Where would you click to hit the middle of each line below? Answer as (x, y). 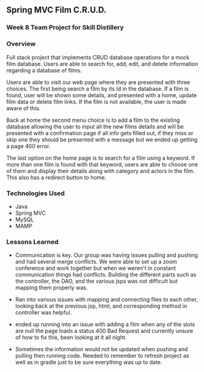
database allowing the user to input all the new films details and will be (95, 126)
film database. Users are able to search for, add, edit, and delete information (102, 64)
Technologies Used (36, 193)
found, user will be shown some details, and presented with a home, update (102, 95)
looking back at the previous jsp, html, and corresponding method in (101, 306)
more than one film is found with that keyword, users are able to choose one (102, 164)
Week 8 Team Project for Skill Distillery (65, 28)
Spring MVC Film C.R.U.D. (56, 10)
